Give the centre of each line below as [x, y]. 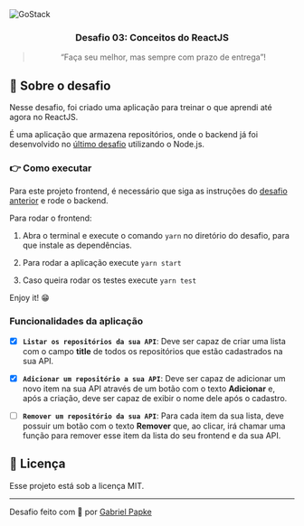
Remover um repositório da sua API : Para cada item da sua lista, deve [153, 416]
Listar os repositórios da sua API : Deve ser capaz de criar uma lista [154, 341]
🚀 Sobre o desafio [60, 85]
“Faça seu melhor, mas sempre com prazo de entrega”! [163, 57]
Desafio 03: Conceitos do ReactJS [152, 37]
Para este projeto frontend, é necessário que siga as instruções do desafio [148, 191]
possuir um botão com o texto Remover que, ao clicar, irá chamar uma [154, 426]
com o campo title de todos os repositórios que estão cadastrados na [152, 351]
